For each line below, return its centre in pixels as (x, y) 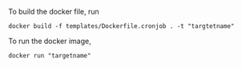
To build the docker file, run (54, 12)
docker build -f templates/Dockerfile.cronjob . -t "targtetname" (121, 26)
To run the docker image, (50, 41)
